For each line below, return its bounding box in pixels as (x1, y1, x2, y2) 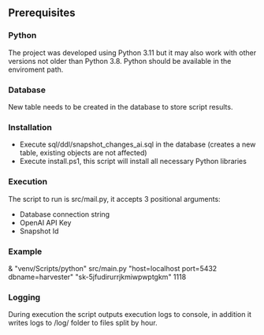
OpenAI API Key (19, 218, 72, 227)
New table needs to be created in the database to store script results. (8, 102, 233, 111)
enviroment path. (8, 65, 64, 74)
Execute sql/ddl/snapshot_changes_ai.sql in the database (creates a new (19, 140, 256, 149)
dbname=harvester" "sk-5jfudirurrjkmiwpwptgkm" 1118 (8, 272, 187, 281)
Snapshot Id (19, 226, 59, 236)
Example (8, 246, 43, 257)
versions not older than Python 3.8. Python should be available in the (8, 56, 232, 65)
